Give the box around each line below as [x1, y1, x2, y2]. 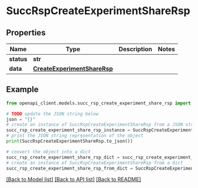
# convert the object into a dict [6, 149, 91, 154]
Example [6, 84, 39, 95]
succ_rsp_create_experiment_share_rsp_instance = [6, 127, 131, 133]
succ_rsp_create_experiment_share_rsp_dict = [6, 154, 120, 160]
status [9, 55, 28, 63]
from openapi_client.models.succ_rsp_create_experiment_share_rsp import [6, 100, 192, 106]
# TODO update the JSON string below [6, 111, 99, 117]
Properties [6, 28, 46, 38]
